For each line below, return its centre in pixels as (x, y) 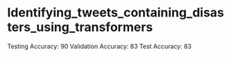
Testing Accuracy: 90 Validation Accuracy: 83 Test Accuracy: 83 (100, 46)
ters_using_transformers (80, 27)
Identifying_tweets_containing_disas (115, 13)
